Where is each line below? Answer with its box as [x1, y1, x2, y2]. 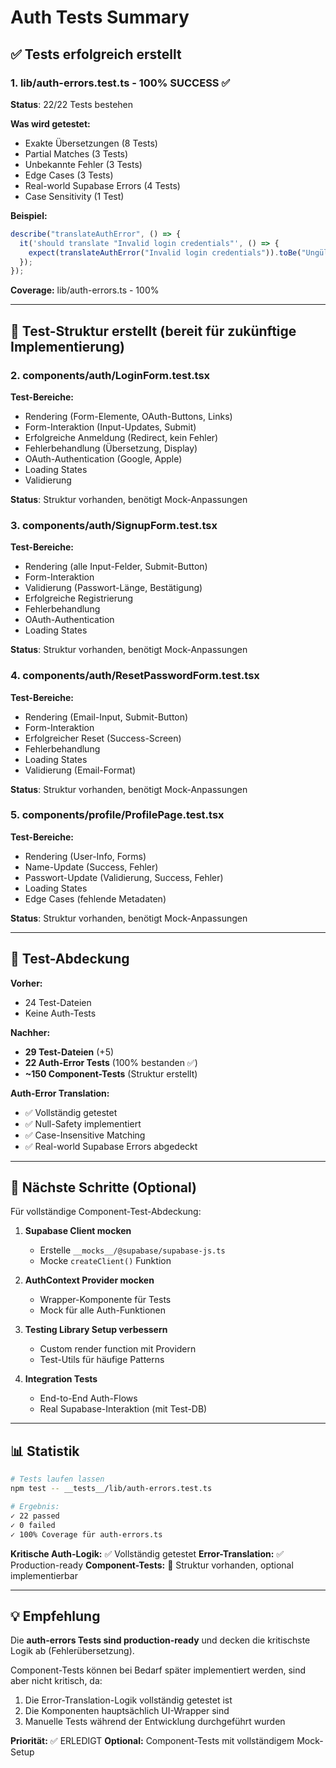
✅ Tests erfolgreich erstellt [10, 46, 182, 63]
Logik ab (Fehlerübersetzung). [10, 1645, 135, 1657]
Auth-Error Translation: [10, 1087, 110, 1099]
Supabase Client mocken [24, 1225, 132, 1237]
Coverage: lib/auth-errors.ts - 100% [10, 284, 160, 296]
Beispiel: [10, 209, 48, 221]
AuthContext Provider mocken [24, 1274, 155, 1286]
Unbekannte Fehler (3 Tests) [24, 158, 143, 170]
